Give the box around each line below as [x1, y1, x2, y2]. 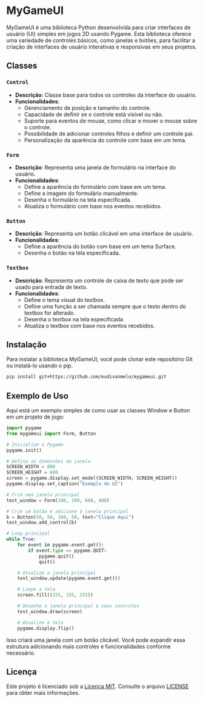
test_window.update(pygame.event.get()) [17, 575, 121, 582]
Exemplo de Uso [6, 390, 68, 401]
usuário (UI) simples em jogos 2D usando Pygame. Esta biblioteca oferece [6, 30, 192, 37]
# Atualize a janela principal [17, 570, 96, 576]
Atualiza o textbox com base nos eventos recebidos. [24, 322, 155, 329]
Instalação [6, 339, 47, 350]
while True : [6, 536, 36, 542]
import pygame [6, 425, 42, 431]
